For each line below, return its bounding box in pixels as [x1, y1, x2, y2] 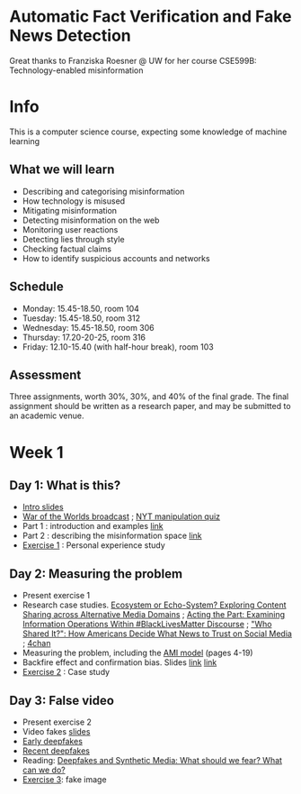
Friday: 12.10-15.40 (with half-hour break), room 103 [22, 341, 214, 352]
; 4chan [22, 638, 51, 649]
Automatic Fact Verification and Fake [9, 6, 292, 27]
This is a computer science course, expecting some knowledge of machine [9, 126, 288, 137]
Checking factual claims [22, 243, 112, 254]
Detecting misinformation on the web [22, 214, 160, 225]
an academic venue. [9, 410, 84, 421]
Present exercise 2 [22, 716, 93, 727]
